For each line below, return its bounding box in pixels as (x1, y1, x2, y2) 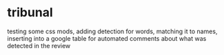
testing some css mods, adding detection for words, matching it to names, (7, 27, 218, 35)
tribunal (7, 5, 53, 20)
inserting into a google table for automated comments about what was (7, 34, 207, 42)
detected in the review (7, 41, 71, 50)
